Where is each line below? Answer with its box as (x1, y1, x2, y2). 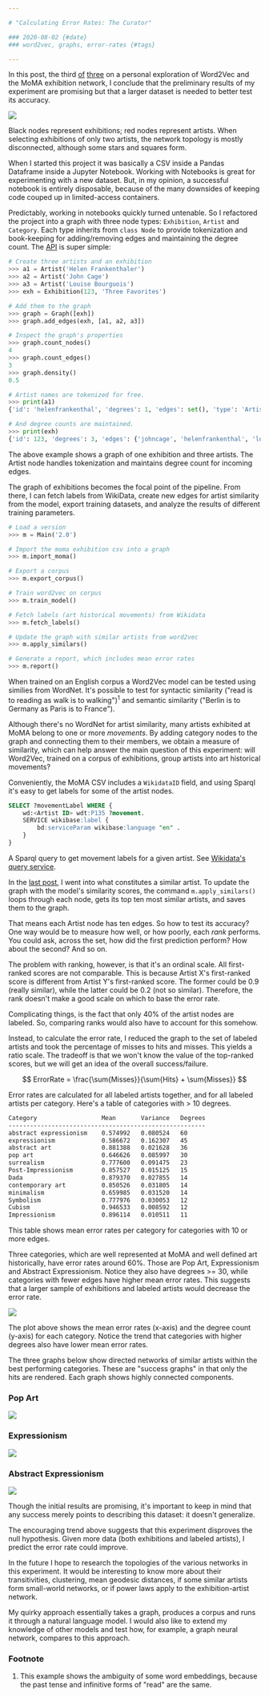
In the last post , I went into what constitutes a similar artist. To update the (8, 877, 250, 887)
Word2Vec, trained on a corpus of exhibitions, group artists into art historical (8, 753, 261, 763)
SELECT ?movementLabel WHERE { (8, 802, 113, 810)
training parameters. (8, 507, 75, 518)
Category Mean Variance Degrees (8, 1114, 206, 1122)
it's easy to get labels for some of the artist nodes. (8, 786, 175, 795)
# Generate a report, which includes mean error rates (8, 655, 195, 663)
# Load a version (8, 523, 66, 531)
